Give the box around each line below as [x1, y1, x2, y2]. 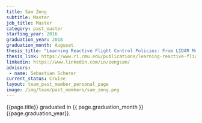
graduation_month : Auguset [6, 43, 74, 49]
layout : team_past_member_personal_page [6, 82, 109, 88]
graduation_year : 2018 [6, 37, 63, 43]
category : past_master [6, 25, 63, 32]
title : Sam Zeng [6, 8, 47, 15]
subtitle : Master [6, 14, 50, 20]
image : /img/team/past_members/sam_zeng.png [6, 87, 120, 93]
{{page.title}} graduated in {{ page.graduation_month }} [6, 103, 144, 110]
